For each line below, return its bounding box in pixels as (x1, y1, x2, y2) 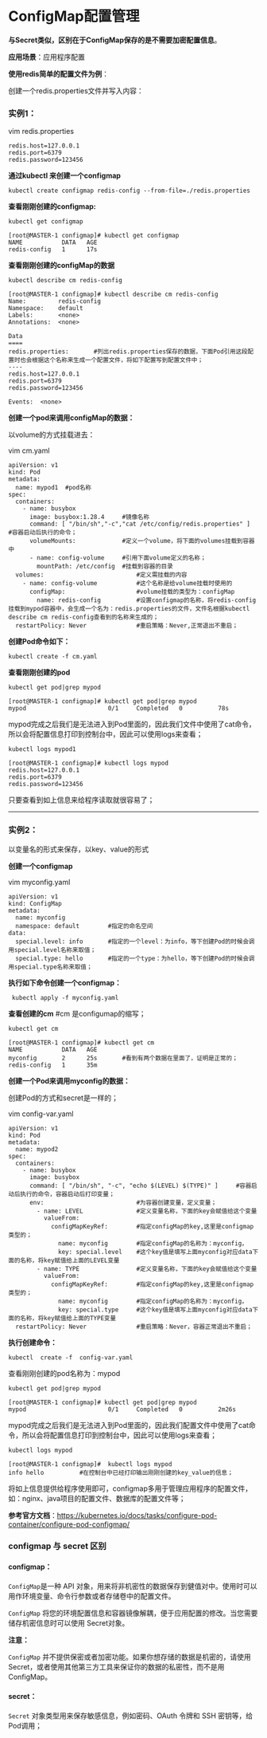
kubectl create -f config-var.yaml (8, 1353, 133, 1362)
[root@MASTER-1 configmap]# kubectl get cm (8, 1038, 155, 1047)
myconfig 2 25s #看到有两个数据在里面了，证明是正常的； (8, 1054, 238, 1062)
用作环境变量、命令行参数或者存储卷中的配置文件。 (8, 1591, 176, 1601)
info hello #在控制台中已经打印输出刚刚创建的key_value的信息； (8, 1469, 234, 1477)
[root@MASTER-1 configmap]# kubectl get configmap (8, 232, 180, 240)
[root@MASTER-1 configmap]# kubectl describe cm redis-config (8, 290, 219, 299)
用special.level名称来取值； (8, 946, 97, 954)
